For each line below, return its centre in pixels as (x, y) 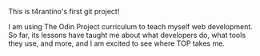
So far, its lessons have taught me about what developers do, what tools (127, 35)
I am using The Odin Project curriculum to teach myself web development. (131, 26)
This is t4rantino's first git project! (64, 11)
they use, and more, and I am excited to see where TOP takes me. (117, 43)
